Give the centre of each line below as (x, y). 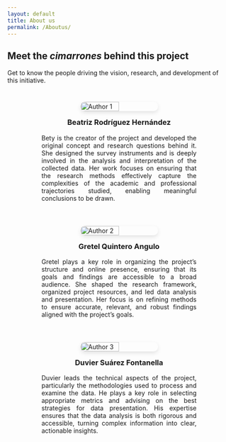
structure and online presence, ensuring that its (119, 269)
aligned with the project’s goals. (88, 314)
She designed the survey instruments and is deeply (119, 153)
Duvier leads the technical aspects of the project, (119, 378)
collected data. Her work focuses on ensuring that (119, 168)
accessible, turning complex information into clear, (119, 424)
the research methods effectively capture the (119, 175)
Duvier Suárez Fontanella (119, 363)
